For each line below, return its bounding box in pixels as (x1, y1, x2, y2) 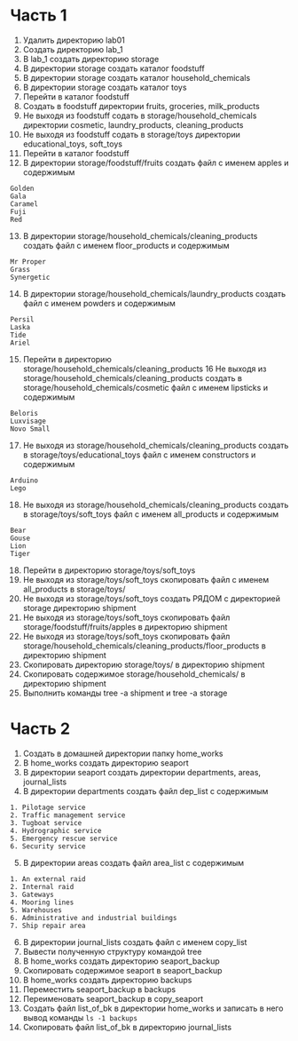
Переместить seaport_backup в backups (22, 983, 176, 995)
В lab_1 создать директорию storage (22, 53, 160, 64)
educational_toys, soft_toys (22, 139, 123, 149)
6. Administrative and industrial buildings (10, 913, 177, 922)
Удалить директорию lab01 (22, 35, 125, 45)
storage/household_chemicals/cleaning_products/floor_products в (22, 640, 267, 651)
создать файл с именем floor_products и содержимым (22, 240, 230, 250)
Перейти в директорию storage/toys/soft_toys (22, 565, 196, 576)
